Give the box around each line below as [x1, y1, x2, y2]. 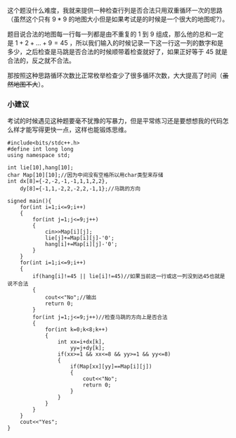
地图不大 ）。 [13, 80, 48, 88]
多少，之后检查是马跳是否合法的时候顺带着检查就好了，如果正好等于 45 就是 [7, 48, 228, 56]
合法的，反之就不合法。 [7, 56, 75, 65]
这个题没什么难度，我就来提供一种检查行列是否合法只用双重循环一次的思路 [7, 6, 223, 14]
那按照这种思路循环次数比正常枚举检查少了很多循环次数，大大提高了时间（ [7, 71, 223, 80]
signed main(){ [7, 198, 52, 205]
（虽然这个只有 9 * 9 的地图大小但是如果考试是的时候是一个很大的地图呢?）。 [7, 15, 229, 23]
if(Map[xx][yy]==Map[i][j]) [70, 363, 152, 370]
